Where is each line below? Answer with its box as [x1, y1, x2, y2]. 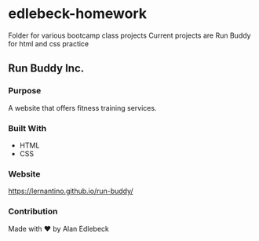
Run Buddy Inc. [8, 62, 85, 75]
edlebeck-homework [8, 5, 148, 23]
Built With [8, 122, 47, 133]
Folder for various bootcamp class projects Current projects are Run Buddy [8, 31, 251, 40]
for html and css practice [8, 38, 89, 48]
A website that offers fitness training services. [8, 103, 157, 112]
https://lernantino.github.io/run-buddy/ [8, 186, 133, 196]
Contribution [8, 206, 58, 217]
